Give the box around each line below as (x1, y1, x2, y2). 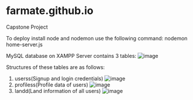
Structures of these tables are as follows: (6, 63, 105, 71)
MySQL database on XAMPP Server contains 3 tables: (6, 52, 136, 59)
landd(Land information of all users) (14, 87, 101, 94)
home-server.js (6, 41, 43, 48)
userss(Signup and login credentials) (14, 75, 104, 82)
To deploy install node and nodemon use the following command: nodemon (6, 35, 188, 42)
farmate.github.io (6, 4, 94, 18)
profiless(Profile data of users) (14, 81, 89, 88)
